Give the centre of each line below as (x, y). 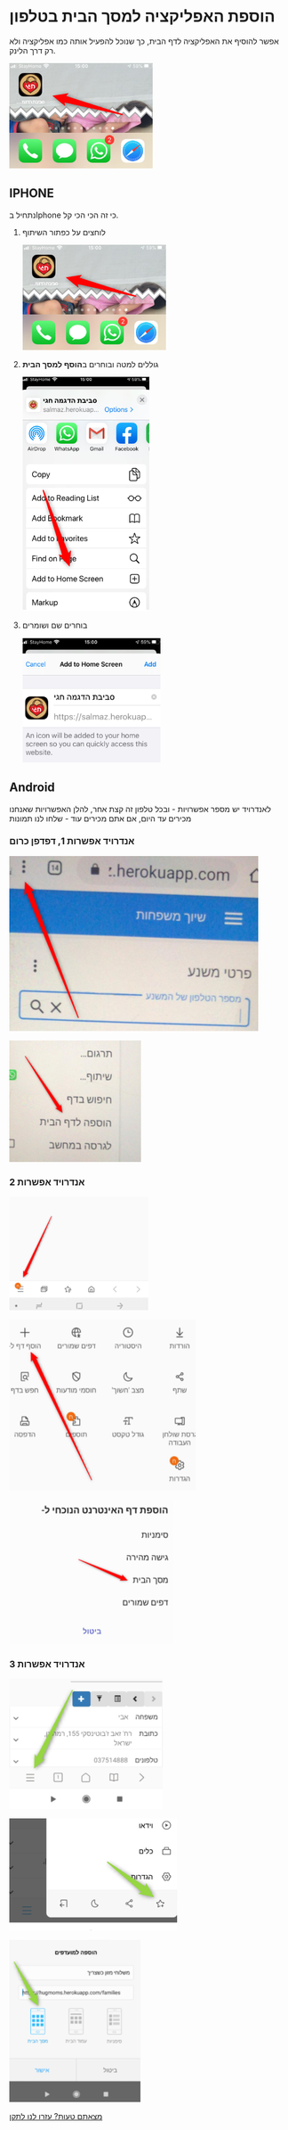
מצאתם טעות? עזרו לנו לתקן (56, 2117)
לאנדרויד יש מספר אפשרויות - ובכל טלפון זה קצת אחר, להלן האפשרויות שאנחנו (140, 809)
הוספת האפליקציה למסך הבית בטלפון (142, 16)
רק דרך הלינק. (32, 50)
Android (32, 788)
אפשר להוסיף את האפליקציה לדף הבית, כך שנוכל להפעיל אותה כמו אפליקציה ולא (144, 41)
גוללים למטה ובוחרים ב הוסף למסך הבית (90, 364)
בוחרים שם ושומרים (55, 625)
